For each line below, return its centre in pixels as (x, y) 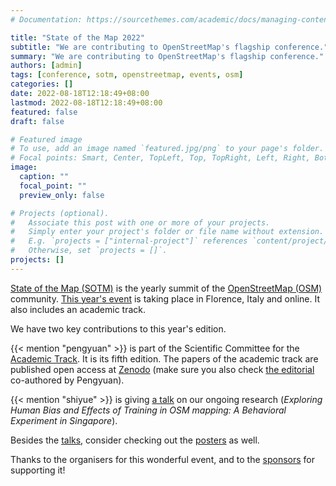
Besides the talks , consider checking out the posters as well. (135, 440)
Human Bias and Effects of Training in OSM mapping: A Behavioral (148, 410)
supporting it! (38, 470)
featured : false (44, 112)
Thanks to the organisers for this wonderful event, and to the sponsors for (163, 459)
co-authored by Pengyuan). (67, 380)
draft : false (37, 121)
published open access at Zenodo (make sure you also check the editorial (162, 369)
